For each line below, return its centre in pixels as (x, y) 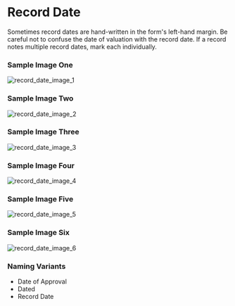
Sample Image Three (43, 132)
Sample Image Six (39, 233)
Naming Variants (37, 266)
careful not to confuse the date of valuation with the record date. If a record (117, 39)
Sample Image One (40, 65)
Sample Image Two (40, 98)
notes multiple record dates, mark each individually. (82, 46)
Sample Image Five (40, 199)
